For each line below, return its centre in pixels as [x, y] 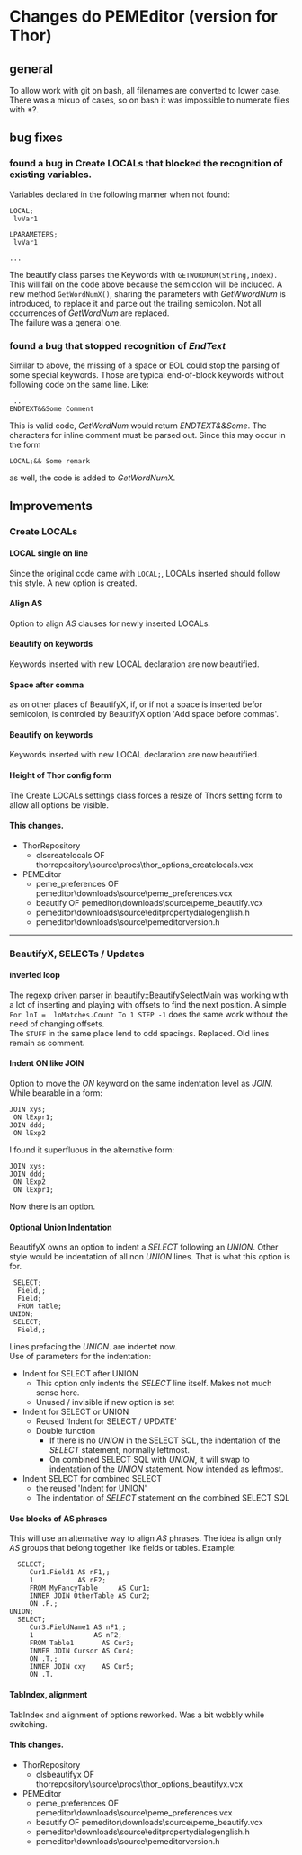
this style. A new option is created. [73, 583]
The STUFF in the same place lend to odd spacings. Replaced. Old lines [139, 1033]
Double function [66, 1431]
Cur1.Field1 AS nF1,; [70, 1573]
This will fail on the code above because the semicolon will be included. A [146, 284]
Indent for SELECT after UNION [80, 1374]
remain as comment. [47, 1043]
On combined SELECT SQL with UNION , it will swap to [149, 1460]
